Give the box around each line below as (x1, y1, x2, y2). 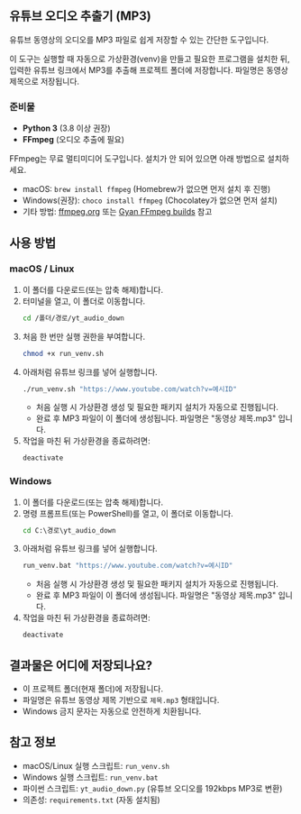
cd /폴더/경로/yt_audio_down (22, 314, 124, 323)
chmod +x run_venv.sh (22, 349, 104, 358)
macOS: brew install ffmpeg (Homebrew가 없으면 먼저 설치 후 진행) (22, 184, 271, 195)
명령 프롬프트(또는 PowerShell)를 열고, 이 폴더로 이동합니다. (22, 508, 234, 518)
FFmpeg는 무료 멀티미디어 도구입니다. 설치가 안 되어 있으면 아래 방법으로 (9, 153, 266, 164)
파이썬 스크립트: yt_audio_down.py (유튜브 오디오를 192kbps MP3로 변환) (22, 782, 283, 793)
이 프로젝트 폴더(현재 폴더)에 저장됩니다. (22, 683, 164, 694)
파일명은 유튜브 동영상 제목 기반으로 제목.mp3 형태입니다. (22, 695, 220, 706)
